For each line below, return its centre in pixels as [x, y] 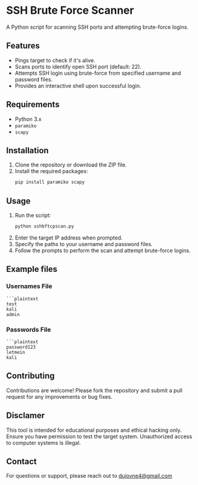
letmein [16, 352]
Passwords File [29, 329]
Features [23, 46]
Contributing [30, 376]
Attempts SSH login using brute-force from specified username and [98, 73]
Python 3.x [28, 119]
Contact [21, 461]
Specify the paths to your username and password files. [84, 244]
